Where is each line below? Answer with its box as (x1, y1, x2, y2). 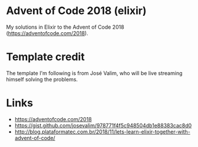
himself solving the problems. (6, 76, 78, 83)
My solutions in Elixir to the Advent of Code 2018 (6, 23, 125, 30)
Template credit (6, 50, 85, 64)
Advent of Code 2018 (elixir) (6, 4, 147, 18)
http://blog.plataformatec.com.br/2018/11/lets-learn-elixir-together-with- (14, 128, 190, 135)
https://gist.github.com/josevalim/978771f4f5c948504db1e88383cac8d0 (14, 122, 192, 129)
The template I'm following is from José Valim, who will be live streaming (6, 69, 183, 77)
